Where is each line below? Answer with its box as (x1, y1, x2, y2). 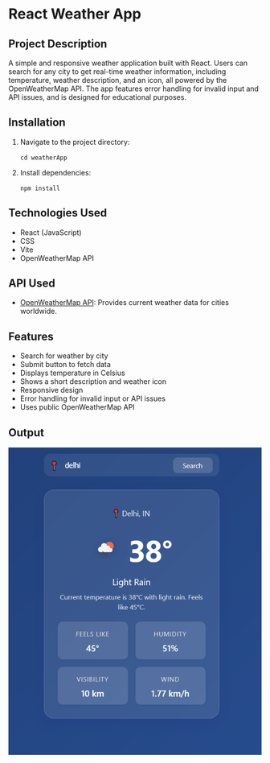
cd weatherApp (19, 154, 67, 162)
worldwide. (19, 307, 58, 316)
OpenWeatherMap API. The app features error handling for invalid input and (8, 84, 260, 93)
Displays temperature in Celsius (19, 368, 126, 378)
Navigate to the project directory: (19, 137, 130, 146)
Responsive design (19, 386, 84, 395)
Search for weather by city (19, 351, 108, 361)
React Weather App (8, 5, 142, 23)
